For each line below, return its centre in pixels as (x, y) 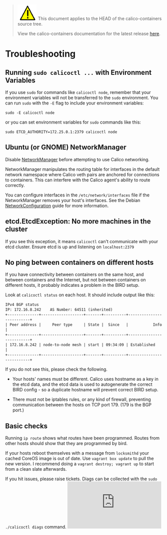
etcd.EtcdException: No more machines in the (78, 221)
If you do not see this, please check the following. (56, 369)
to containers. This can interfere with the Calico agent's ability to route (78, 180)
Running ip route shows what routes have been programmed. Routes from (82, 438)
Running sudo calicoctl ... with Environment (78, 72)
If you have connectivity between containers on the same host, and (74, 275)
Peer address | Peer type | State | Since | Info (86, 325)
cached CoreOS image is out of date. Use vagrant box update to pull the (79, 459)
